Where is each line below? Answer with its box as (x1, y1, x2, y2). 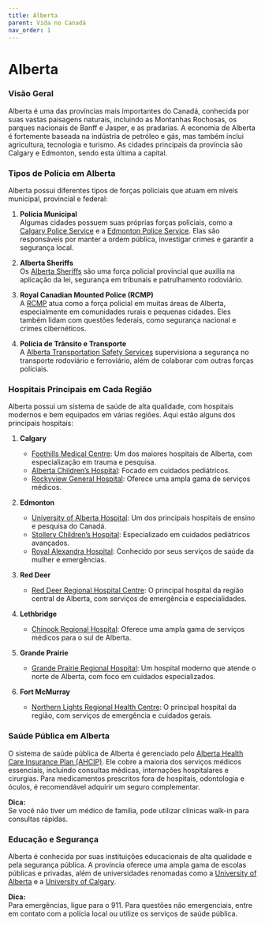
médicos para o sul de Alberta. (31, 633, 132, 643)
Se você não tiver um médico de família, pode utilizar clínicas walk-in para (8, 805, 250, 815)
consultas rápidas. (8, 814, 69, 823)
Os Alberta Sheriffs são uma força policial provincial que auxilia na (19, 267, 235, 276)
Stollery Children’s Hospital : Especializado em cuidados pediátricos (31, 530, 251, 540)
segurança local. (19, 243, 74, 252)
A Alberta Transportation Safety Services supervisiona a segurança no (19, 348, 250, 357)
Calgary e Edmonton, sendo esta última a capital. (8, 147, 168, 158)
